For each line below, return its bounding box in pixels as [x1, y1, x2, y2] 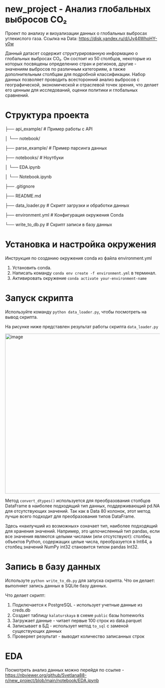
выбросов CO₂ [5, 14, 67, 25]
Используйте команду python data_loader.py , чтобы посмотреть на [5, 308, 147, 314]
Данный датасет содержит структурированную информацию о [5, 50, 138, 56]
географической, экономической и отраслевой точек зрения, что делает [5, 81, 159, 87]
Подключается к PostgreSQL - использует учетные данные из [12, 602, 142, 608]
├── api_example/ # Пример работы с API [5, 126, 93, 132]
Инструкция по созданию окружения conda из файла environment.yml [5, 255, 152, 261]
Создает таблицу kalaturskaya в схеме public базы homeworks [12, 612, 144, 618]
